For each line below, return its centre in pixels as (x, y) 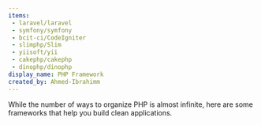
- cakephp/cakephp (42, 60)
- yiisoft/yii (35, 52)
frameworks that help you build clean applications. (90, 112)
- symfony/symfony (42, 30)
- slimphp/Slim (36, 45)
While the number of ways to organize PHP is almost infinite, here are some (131, 104)
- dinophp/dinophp (42, 67)
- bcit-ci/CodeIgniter (49, 38)
